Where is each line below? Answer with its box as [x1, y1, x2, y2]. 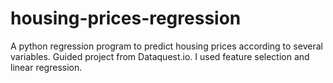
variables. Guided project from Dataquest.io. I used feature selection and [10, 50, 310, 62]
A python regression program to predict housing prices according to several [10, 40, 323, 52]
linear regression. [10, 61, 83, 73]
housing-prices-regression [10, 7, 242, 30]
